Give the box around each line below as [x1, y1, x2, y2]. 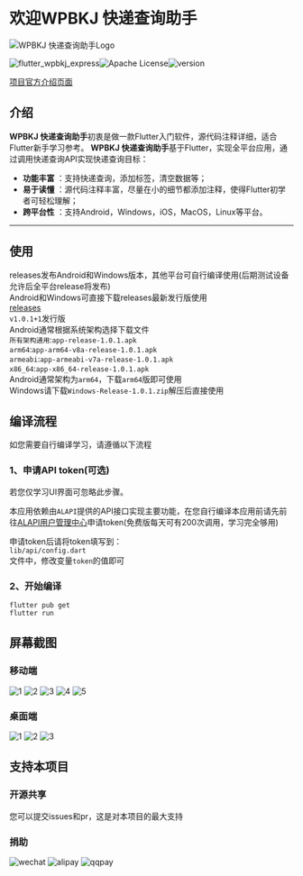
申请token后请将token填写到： [9, 535, 123, 546]
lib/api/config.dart [9, 546, 87, 555]
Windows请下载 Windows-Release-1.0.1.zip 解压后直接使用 [9, 385, 225, 396]
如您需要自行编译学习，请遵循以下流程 [9, 439, 151, 451]
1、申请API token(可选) [9, 464, 110, 477]
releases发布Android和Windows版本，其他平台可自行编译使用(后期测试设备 [9, 269, 289, 280]
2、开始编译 [9, 579, 62, 592]
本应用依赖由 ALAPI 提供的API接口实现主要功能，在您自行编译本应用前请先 [9, 506, 280, 516]
